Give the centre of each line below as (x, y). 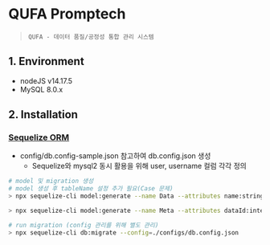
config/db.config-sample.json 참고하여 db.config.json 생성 (115, 156)
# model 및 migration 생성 (51, 182)
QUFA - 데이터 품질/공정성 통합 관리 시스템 (91, 37)
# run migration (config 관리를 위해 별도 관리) (84, 225)
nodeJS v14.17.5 (46, 80)
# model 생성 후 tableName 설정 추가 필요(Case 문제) (91, 189)
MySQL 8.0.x (41, 89)
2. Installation (43, 114)
